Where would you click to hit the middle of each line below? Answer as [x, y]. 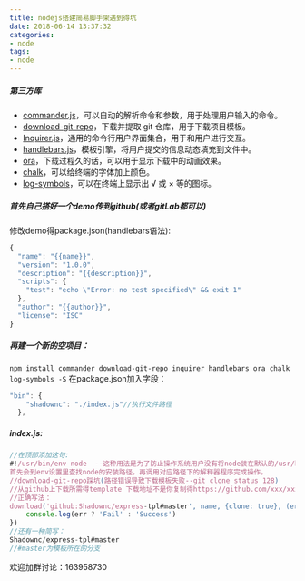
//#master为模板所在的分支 [55, 548]
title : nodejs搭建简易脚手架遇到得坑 [73, 18]
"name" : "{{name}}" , [56, 256]
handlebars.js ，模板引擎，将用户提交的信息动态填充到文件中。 [139, 149]
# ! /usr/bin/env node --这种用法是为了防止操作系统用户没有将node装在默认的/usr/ [152, 464]
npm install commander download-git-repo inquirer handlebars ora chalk [150, 368]
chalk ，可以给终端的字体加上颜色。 [89, 172]
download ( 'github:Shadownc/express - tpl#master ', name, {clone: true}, [146, 506]
